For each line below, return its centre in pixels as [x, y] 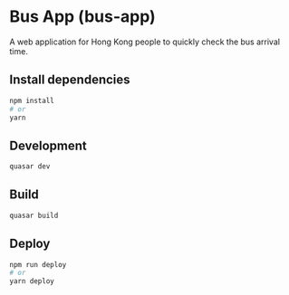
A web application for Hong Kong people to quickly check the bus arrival [145, 42]
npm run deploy [38, 264]
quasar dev [30, 167]
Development [48, 145]
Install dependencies [70, 80]
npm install [32, 100]
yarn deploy [32, 281]
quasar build [34, 215]
